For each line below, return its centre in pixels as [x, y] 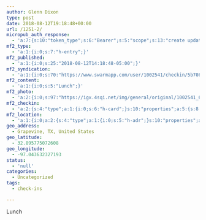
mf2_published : [26, 58]
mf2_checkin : [23, 103]
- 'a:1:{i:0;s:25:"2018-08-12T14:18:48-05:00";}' [76, 63]
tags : [13, 183]
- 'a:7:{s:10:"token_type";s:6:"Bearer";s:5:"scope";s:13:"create [98, 40]
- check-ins [27, 189]
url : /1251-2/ [25, 29]
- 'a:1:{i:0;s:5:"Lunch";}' [48, 86]
